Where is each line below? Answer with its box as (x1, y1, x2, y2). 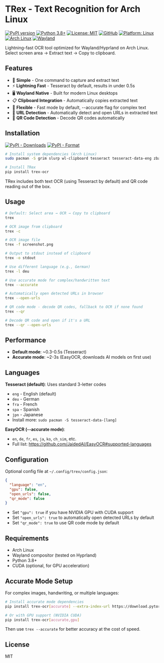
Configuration (5, 455, 49, 464)
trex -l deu (5, 269, 29, 274)
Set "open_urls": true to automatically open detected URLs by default (12, 515, 155, 520)
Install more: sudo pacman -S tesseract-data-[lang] (12, 417, 117, 423)
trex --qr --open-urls (5, 322, 51, 327)
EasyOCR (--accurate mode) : (5, 426, 65, 432)
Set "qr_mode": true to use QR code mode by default (12, 520, 120, 526)
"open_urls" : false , (9, 491, 51, 496)
